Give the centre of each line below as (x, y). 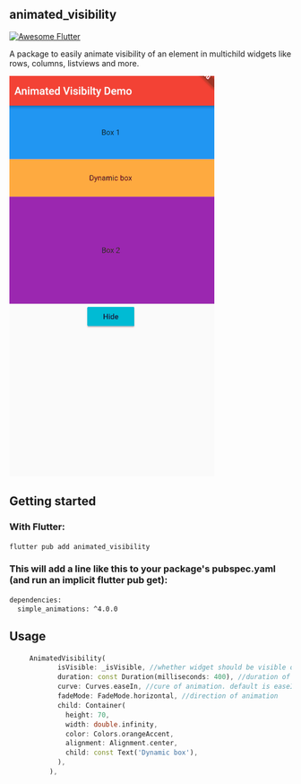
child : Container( (91, 705)
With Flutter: (37, 527)
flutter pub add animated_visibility (80, 546)
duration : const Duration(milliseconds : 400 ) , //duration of (174, 677)
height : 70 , (88, 715)
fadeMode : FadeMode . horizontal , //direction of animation (168, 696)
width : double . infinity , (112, 724)
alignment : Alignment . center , (122, 744)
